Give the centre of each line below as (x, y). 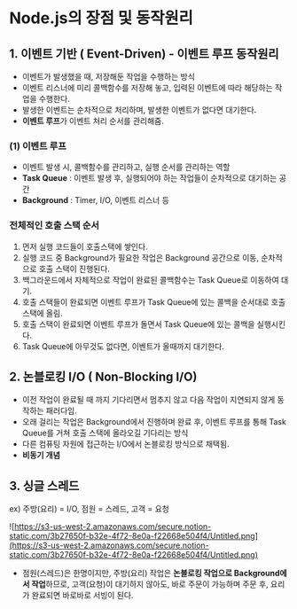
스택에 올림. (43, 313)
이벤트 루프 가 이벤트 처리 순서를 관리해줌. (93, 121)
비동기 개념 (41, 455)
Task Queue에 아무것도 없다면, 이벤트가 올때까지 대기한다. (123, 346)
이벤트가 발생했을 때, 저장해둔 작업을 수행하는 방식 (108, 77)
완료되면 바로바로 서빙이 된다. (82, 596)
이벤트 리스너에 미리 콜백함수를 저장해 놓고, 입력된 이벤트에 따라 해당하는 (147, 88)
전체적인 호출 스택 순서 (55, 225)
